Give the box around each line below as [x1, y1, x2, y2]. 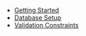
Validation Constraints [14, 21, 79, 29]
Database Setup [14, 13, 62, 22]
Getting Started [14, 6, 59, 14]
